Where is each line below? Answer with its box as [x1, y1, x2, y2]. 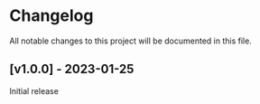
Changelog [9, 5, 94, 26]
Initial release [9, 85, 59, 96]
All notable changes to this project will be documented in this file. [9, 35, 253, 46]
